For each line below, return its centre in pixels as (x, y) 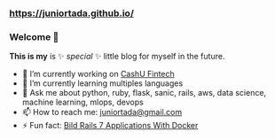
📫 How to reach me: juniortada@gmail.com (102, 112)
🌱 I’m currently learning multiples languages (102, 83)
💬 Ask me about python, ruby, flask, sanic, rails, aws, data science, (144, 93)
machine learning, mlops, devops (82, 102)
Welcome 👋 (34, 36)
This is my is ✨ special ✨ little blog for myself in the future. (117, 57)
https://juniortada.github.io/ (72, 13)
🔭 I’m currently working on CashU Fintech (98, 74)
